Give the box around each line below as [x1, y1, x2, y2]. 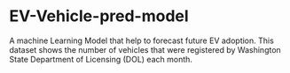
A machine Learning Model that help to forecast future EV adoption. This [9, 35, 275, 46]
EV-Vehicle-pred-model [9, 6, 189, 26]
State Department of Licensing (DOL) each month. [9, 54, 193, 64]
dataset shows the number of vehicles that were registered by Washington [9, 44, 281, 55]
